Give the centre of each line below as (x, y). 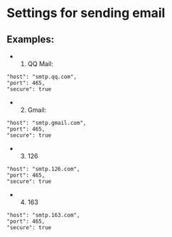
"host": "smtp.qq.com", (42, 77)
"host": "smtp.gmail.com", (47, 123)
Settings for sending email (86, 13)
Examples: (31, 39)
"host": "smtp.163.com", (43, 215)
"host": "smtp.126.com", (43, 169)
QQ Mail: (41, 64)
